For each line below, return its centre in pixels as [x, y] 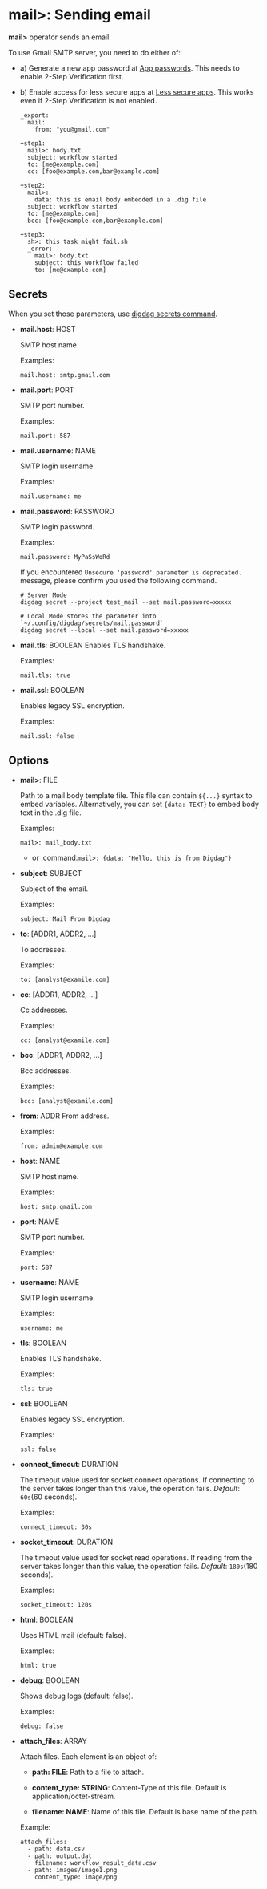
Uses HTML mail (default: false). [73, 1635]
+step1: [32, 143]
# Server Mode [43, 595]
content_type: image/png [76, 1877]
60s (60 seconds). [48, 1497]
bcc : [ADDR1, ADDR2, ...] [61, 1055]
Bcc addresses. [46, 1070]
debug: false [42, 1726]
